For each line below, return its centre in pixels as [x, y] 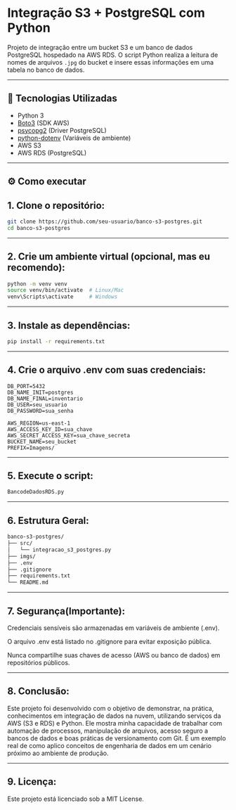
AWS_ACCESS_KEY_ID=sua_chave [50, 429]
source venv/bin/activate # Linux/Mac [66, 290]
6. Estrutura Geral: [48, 521]
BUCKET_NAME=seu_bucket [42, 442]
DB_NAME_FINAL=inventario [45, 399]
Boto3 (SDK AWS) [44, 123]
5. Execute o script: [50, 476]
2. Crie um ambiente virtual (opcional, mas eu [109, 257]
